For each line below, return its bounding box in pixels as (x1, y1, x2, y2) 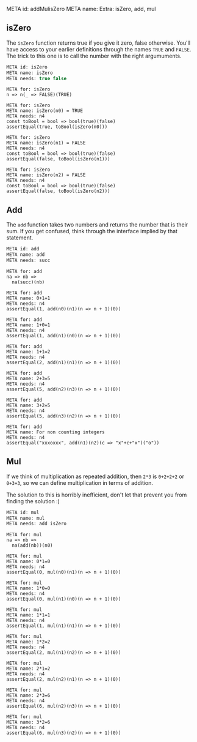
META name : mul (6, 515, 45, 521)
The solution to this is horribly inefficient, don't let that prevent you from (6, 491, 187, 498)
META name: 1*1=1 (6, 612, 51, 618)
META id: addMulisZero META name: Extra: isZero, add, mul (6, 6, 156, 12)
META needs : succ (6, 257, 51, 263)
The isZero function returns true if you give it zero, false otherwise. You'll (6, 39, 191, 47)
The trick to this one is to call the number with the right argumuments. (6, 52, 182, 59)
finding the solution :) (6, 497, 60, 504)
